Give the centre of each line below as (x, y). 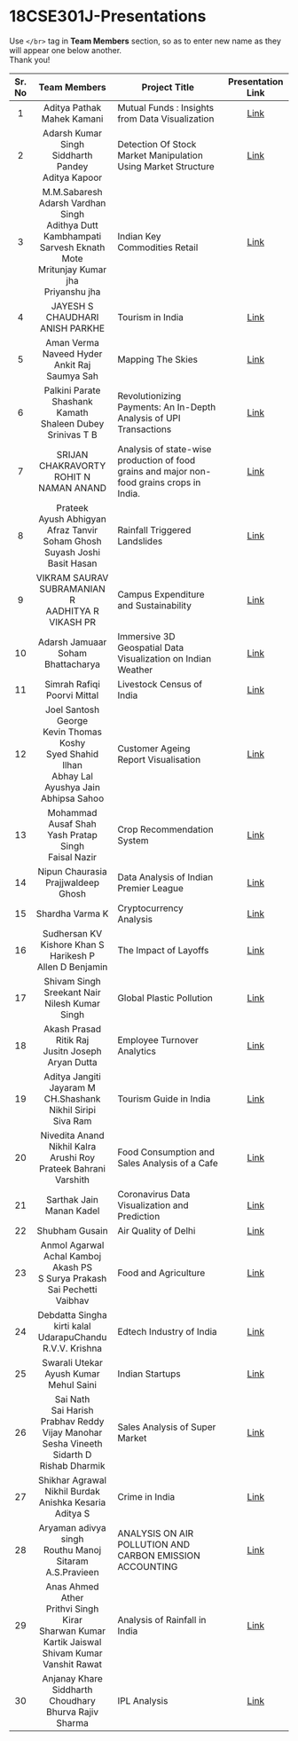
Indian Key (139, 236)
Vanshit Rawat (72, 1664)
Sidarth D (72, 1455)
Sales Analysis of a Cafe (168, 1163)
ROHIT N (73, 476)
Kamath (72, 412)
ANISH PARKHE (72, 328)
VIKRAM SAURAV (72, 577)
